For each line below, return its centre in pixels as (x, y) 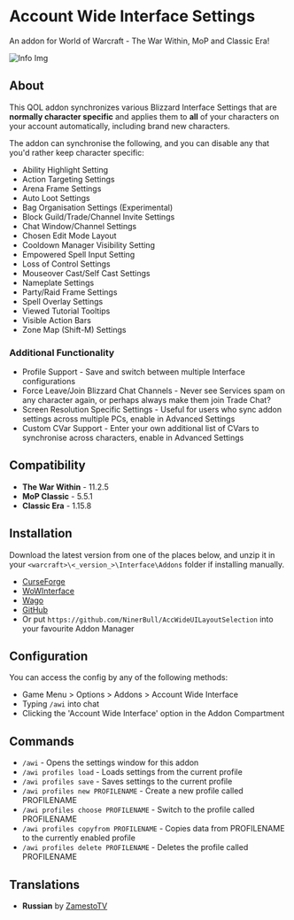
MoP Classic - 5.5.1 (57, 496)
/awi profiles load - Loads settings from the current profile (132, 772)
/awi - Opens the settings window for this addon (110, 762)
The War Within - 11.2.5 (65, 487)
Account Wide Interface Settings (132, 16)
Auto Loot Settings (56, 197)
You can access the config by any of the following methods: (119, 677)
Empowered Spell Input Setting (78, 254)
